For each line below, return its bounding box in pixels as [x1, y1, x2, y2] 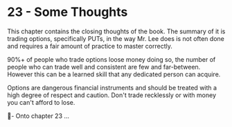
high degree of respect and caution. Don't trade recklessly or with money [7, 91, 217, 99]
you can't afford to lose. [7, 98, 75, 106]
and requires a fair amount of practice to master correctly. [7, 42, 173, 50]
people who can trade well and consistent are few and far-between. [7, 62, 201, 71]
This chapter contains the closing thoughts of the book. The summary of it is [7, 27, 226, 35]
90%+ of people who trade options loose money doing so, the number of [7, 55, 216, 63]
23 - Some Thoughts [7, 4, 128, 20]
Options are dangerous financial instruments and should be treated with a [7, 83, 217, 92]
